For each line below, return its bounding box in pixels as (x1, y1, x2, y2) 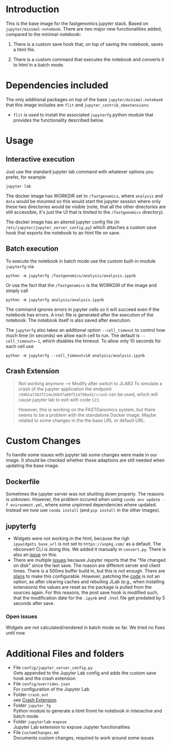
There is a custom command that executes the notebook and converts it (13, 56, 164, 62)
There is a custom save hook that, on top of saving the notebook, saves (13, 41, 163, 47)
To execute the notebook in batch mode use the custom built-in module (6, 258, 156, 264)
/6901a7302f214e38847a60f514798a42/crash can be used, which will (18, 391, 158, 397)
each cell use (6, 343, 34, 349)
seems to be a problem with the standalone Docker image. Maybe (18, 412, 157, 418)
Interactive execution (6, 155, 75, 164)
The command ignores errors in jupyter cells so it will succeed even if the (6, 306, 160, 312)
